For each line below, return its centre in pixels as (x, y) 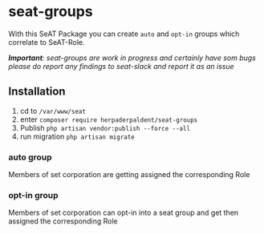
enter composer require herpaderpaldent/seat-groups (109, 119)
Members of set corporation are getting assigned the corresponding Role (129, 175)
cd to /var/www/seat (53, 111)
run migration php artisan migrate (77, 136)
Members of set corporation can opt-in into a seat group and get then (124, 213)
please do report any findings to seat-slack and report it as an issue (121, 66)
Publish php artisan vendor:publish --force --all (105, 127)
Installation (37, 92)
